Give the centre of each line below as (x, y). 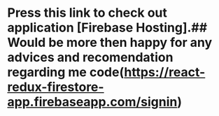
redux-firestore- (56, 87)
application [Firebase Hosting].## (107, 28)
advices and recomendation (90, 58)
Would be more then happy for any (110, 43)
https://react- (164, 72)
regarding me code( (66, 72)
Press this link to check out (87, 13)
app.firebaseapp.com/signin (92, 102)
